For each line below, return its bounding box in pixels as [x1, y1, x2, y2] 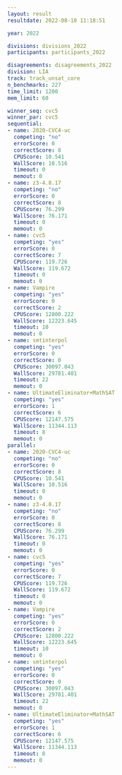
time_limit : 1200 [7, 88, 59, 95]
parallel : [7, 442, 37, 449]
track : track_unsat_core [7, 75, 80, 82]
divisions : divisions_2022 [7, 42, 87, 49]
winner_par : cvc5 [7, 114, 59, 121]
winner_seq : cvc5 [7, 107, 59, 114]
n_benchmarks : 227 [7, 81, 61, 88]
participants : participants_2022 [7, 49, 106, 56]
